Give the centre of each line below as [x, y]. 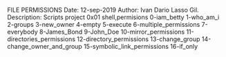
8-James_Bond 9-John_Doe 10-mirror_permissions [112, 32]
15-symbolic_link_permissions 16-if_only [141, 46]
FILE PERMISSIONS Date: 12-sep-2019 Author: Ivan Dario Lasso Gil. [103, 10]
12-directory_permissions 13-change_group [139, 39]
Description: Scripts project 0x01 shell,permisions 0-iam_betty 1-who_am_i [113, 17]
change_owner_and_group [45, 46]
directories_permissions [41, 39]
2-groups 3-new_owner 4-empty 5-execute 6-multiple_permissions [104, 24]
